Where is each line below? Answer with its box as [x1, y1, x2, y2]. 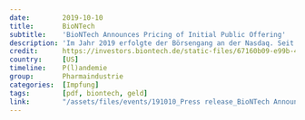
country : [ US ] [9, 55, 79, 64]
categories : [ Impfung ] [9, 80, 100, 89]
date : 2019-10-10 [9, 13, 103, 23]
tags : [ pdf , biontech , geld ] [9, 88, 148, 97]
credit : [9, 47, 39, 56]
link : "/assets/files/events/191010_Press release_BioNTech [9, 97, 271, 106]
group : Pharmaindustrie [9, 72, 124, 81]
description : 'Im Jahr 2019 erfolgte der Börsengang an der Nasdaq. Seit [9, 38, 295, 48]
